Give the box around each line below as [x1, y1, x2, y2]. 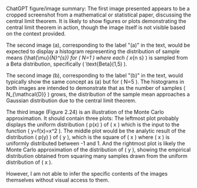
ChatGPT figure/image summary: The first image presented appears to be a [6, 5, 190, 12]
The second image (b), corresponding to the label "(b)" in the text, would [6, 72, 183, 79]
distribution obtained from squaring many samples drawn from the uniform [6, 153, 188, 159]
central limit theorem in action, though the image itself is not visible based [6, 24, 186, 31]
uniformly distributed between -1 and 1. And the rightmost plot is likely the [6, 140, 185, 147]
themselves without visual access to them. [6, 177, 110, 183]
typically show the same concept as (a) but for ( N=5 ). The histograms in [6, 78, 185, 85]
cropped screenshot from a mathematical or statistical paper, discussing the [6, 11, 192, 18]
